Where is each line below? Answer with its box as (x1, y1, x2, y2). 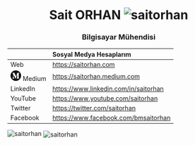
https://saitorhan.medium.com (52, 72, 140, 81)
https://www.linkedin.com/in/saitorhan (52, 84, 164, 93)
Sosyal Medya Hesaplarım (52, 50, 132, 58)
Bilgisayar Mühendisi (81, 32, 156, 42)
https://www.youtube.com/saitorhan (52, 94, 158, 102)
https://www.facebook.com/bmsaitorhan (52, 113, 171, 122)
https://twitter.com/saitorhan (52, 104, 136, 113)
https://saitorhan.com (52, 61, 115, 69)
